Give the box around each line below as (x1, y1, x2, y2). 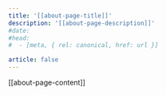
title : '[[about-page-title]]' (8, 11, 113, 20)
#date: (8, 26, 30, 34)
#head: (8, 34, 30, 42)
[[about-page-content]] (8, 77, 86, 87)
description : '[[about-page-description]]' (8, 19, 156, 27)
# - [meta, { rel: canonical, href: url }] (8, 42, 159, 49)
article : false (8, 56, 59, 64)
